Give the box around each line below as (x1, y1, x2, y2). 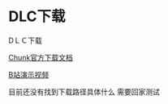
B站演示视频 (8, 69, 50, 79)
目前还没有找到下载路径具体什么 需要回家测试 (8, 86, 160, 97)
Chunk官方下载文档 (8, 52, 73, 62)
